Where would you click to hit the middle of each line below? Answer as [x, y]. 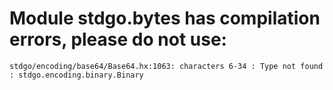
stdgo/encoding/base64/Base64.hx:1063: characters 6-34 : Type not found [166, 66]
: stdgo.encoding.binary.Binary [76, 75]
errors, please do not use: [118, 39]
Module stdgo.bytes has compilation [165, 18]
